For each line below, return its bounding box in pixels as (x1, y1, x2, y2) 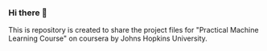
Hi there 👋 (8, 7, 48, 18)
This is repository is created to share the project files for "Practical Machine (8, 25, 259, 35)
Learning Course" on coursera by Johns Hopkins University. (8, 33, 207, 43)
